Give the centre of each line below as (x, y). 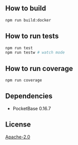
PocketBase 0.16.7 (32, 108)
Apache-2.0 (18, 137)
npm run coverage (24, 80)
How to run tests (32, 36)
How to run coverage (39, 68)
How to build (26, 8)
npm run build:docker (28, 20)
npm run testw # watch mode (35, 53)
